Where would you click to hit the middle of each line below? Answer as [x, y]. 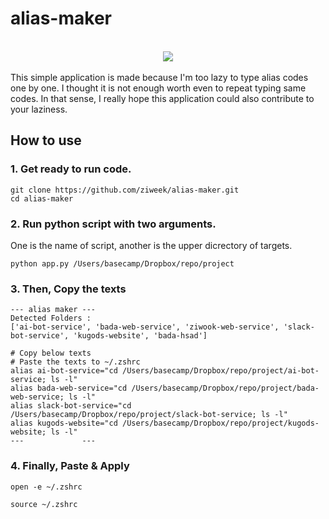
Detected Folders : [51, 318]
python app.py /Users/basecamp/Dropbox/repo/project [122, 263]
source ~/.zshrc [44, 504]
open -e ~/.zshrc [46, 487]
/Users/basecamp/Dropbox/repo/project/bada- [225, 388]
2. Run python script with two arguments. [113, 224]
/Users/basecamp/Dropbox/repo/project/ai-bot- [220, 371]
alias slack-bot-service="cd [71, 406]
